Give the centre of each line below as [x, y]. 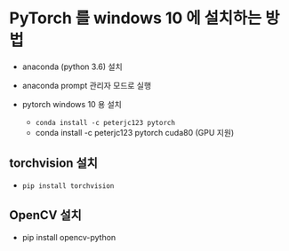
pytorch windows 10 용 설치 [72, 104]
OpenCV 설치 [45, 215]
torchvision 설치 [53, 164]
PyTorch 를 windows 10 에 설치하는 [136, 18]
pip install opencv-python [69, 237]
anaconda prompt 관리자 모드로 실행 [87, 85]
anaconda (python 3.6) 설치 [72, 67]
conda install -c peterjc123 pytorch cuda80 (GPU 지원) [135, 132]
